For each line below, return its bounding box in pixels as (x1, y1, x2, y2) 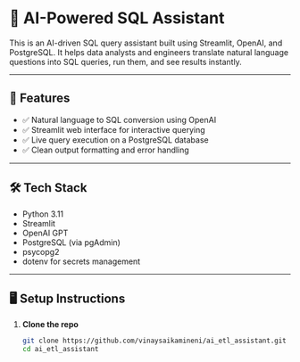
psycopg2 (21, 246, 60, 257)
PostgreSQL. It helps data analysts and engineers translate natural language (9, 46, 288, 57)
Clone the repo (21, 319, 79, 330)
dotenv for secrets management (21, 256, 141, 267)
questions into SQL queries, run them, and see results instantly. (9, 56, 243, 67)
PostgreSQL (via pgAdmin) (21, 236, 121, 248)
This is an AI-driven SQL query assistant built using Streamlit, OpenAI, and (9, 37, 283, 48)
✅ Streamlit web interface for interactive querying (21, 124, 205, 135)
